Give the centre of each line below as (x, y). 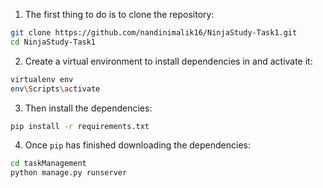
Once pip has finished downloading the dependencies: (137, 145)
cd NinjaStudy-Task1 (53, 42)
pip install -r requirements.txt (80, 126)
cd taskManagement (48, 164)
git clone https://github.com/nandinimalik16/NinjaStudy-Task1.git (154, 33)
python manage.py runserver (69, 173)
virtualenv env (42, 79)
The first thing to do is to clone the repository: (119, 14)
